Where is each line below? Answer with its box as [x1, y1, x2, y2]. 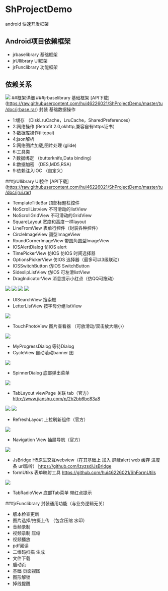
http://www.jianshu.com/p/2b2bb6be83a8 [12, 395, 101, 402]
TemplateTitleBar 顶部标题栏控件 [12, 199, 80, 205]
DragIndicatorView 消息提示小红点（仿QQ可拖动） [12, 275, 117, 281]
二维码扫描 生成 [12, 549, 45, 555]
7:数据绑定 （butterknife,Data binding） [12, 155, 95, 161]
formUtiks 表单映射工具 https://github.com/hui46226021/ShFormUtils [12, 469, 156, 475]
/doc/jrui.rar [5, 189, 30, 195]
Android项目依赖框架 [5, 37, 71, 46]
